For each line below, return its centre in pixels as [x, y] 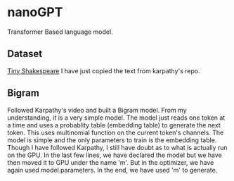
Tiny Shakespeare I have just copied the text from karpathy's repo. [104, 70]
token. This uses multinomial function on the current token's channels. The [116, 132]
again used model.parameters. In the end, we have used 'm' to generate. [112, 170]
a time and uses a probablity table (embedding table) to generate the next [114, 125]
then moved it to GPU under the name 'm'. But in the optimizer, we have [111, 162]
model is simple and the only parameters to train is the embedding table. [112, 140]
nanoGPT [35, 12]
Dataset [25, 54]
